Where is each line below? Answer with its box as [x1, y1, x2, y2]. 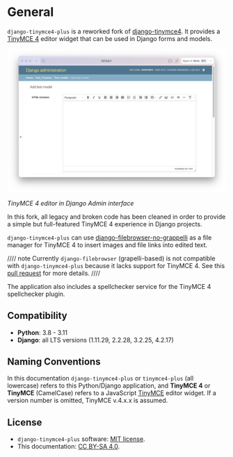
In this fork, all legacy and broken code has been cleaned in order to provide [7, 213, 226, 221]
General [7, 4, 54, 20]
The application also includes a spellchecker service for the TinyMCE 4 [7, 282, 211, 290]
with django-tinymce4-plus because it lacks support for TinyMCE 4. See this [7, 261, 225, 269]
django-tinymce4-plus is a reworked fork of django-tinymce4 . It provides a [7, 27, 220, 35]
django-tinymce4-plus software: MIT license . [17, 435, 145, 443]
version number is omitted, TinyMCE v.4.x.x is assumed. [7, 397, 168, 405]
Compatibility [7, 310, 67, 322]
